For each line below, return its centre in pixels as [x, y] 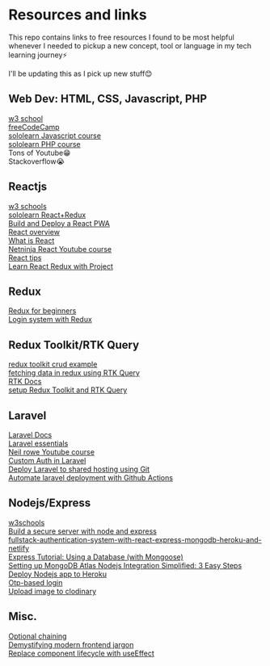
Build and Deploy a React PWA [59, 223]
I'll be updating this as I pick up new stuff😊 [80, 73]
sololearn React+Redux [47, 215]
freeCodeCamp [34, 127]
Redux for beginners [42, 311]
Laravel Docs [30, 435]
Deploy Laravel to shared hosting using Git [79, 469]
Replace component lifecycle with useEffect [82, 653]
